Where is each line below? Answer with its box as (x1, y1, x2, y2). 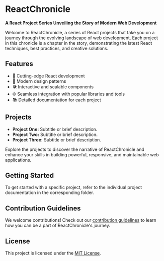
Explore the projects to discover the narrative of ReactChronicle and (5, 146, 145, 152)
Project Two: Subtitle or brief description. (12, 131, 98, 137)
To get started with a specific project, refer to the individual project (5, 185, 142, 191)
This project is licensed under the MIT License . (5, 250, 101, 256)
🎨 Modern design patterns (12, 78, 66, 84)
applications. (5, 157, 31, 163)
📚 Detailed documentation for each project (12, 97, 101, 103)
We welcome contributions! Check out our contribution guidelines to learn (5, 217, 157, 223)
